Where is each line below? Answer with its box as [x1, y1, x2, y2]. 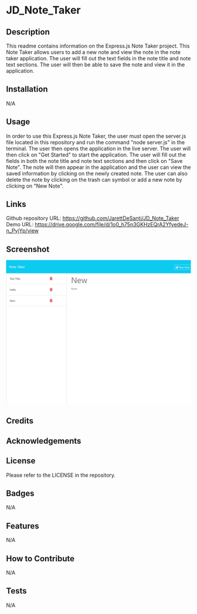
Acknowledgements [6, 436, 81, 446]
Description [6, 27, 50, 37]
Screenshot [6, 244, 50, 254]
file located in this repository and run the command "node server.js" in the [6, 138, 185, 145]
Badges [6, 488, 35, 498]
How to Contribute [6, 554, 75, 564]
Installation [6, 84, 48, 94]
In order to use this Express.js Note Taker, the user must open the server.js [6, 133, 186, 140]
